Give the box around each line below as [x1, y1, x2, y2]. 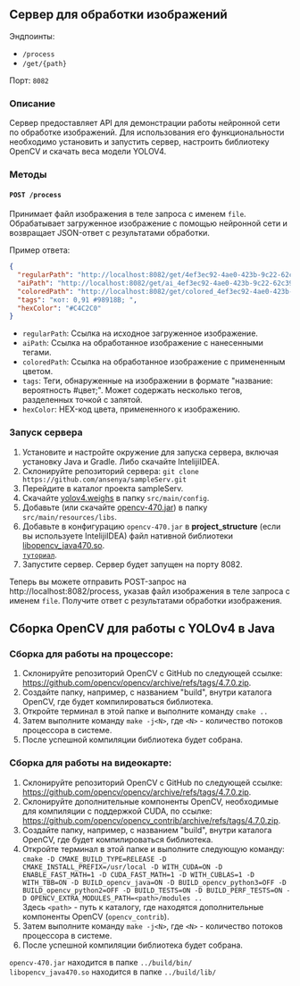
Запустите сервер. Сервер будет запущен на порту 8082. [21, 558, 243, 570]
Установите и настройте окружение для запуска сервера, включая [21, 447, 279, 457]
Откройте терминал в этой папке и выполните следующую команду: [21, 843, 286, 854]
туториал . [21, 549, 58, 560]
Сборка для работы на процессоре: [9, 648, 174, 660]
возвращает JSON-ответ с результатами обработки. [9, 228, 210, 238]
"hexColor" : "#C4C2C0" [17, 304, 102, 313]
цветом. [21, 366, 54, 377]
